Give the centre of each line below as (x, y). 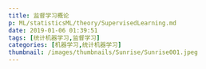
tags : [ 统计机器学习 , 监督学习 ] (54, 38)
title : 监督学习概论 (39, 15)
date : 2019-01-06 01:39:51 (53, 30)
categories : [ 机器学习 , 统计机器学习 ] (65, 45)
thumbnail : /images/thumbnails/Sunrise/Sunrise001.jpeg (103, 52)
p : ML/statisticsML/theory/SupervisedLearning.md (93, 23)
